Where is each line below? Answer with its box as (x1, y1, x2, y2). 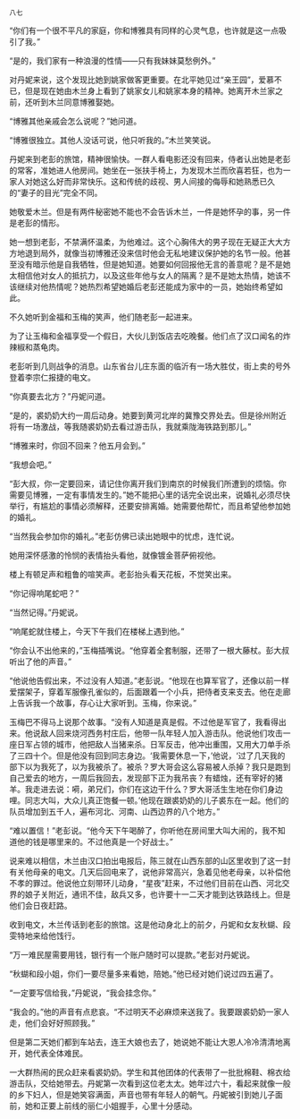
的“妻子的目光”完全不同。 (9, 187, 103, 198)
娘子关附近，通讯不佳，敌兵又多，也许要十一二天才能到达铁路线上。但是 (24, 889, 291, 900)
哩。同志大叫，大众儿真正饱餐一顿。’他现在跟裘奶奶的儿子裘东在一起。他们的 (9, 795, 289, 806)
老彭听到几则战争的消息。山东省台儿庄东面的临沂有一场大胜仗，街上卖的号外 (9, 361, 291, 372)
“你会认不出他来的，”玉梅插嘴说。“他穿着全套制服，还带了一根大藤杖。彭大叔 (9, 645, 290, 655)
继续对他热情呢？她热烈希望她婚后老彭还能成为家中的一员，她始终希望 (16, 281, 275, 292)
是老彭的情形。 (9, 218, 64, 228)
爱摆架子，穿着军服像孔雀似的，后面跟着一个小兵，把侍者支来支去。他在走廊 (9, 687, 291, 696)
